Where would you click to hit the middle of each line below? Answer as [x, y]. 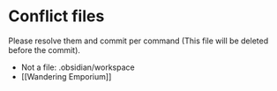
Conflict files [56, 16]
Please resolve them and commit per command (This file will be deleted [138, 41]
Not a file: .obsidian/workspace [78, 67]
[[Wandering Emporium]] [66, 76]
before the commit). [45, 49]
